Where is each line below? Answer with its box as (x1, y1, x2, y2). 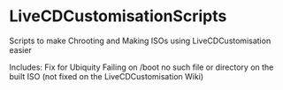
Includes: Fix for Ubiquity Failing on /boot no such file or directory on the (9, 62, 274, 72)
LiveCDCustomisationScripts (9, 6, 227, 26)
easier (9, 44, 33, 55)
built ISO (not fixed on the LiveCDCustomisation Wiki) (9, 71, 204, 81)
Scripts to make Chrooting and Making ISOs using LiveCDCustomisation (9, 35, 272, 46)
